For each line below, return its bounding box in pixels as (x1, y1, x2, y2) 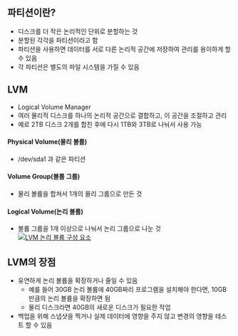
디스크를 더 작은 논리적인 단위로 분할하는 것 (17, 27, 138, 36)
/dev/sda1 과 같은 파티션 (17, 154, 86, 163)
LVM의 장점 (7, 256, 56, 268)
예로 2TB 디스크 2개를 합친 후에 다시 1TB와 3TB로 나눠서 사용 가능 (17, 120, 202, 128)
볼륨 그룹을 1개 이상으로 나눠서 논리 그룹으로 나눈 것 (17, 224, 162, 233)
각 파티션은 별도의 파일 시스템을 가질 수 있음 (17, 63, 140, 71)
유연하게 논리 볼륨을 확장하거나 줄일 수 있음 (17, 276, 138, 285)
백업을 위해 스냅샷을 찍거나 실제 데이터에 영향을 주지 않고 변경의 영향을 (17, 312, 214, 320)
